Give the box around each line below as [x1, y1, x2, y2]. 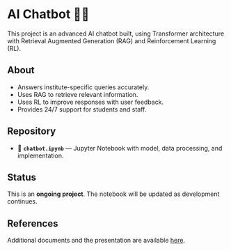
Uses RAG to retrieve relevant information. [17, 90, 138, 98]
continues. [7, 197, 38, 206]
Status [7, 171, 37, 183]
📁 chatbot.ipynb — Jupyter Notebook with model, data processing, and [17, 144, 223, 152]
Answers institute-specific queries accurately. [17, 83, 150, 91]
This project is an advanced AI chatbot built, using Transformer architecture [7, 29, 225, 38]
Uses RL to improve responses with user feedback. [17, 98, 164, 106]
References [7, 218, 58, 229]
